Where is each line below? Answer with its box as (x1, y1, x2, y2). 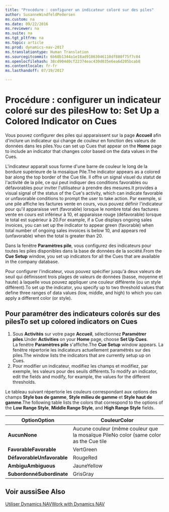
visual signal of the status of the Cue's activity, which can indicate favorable (5, 190, 163, 196)
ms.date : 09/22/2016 (5, 21, 49, 27)
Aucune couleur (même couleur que (72, 425, 158, 432)
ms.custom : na (5, 17, 35, 22)
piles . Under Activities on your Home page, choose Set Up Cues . (12, 336, 148, 342)
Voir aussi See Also (5, 487, 65, 496)
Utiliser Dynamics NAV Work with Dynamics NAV (5, 501, 105, 507)
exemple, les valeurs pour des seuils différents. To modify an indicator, (12, 368, 158, 374)
